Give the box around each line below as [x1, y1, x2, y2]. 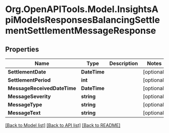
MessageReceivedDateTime [8, 85, 76, 92]
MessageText [8, 109, 41, 116]
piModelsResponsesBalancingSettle [5, 14, 160, 26]
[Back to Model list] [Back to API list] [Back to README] [5, 122, 121, 128]
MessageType [8, 101, 42, 108]
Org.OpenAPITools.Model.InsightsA [5, 4, 158, 15]
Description [109, 60, 138, 66]
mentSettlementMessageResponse [5, 25, 156, 36]
